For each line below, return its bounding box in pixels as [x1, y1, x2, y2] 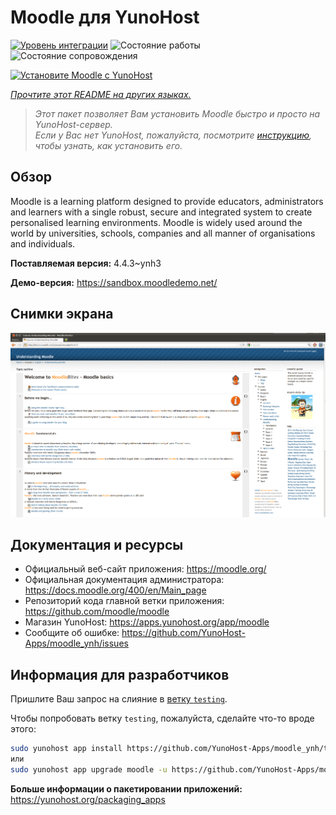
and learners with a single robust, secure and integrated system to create [10, 206, 313, 218]
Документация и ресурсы [10, 537, 184, 554]
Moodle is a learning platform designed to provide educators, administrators [10, 195, 324, 207]
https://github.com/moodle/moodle [24, 606, 170, 618]
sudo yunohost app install [10, 744, 123, 754]
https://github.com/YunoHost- [121, 627, 246, 639]
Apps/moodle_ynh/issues [24, 637, 129, 650]
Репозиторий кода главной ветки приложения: [24, 595, 225, 607]
